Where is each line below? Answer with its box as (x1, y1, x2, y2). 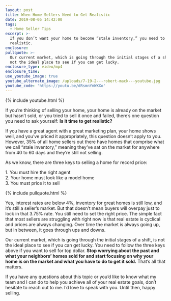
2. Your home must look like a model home (5, 174, 95, 181)
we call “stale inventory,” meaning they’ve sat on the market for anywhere (5, 144, 160, 150)
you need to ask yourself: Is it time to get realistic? (5, 118, 113, 124)
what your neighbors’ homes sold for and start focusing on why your (5, 253, 154, 259)
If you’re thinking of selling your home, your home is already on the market (5, 107, 162, 113)
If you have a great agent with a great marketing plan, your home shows (5, 128, 156, 134)
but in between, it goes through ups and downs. (5, 227, 106, 233)
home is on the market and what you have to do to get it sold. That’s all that (5, 258, 166, 264)
